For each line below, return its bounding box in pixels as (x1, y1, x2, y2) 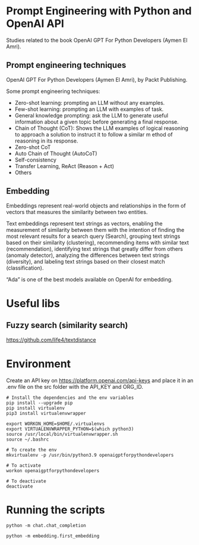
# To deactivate (6, 478, 46, 484)
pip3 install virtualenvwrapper (6, 410, 86, 416)
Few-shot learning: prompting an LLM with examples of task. (14, 106, 164, 113)
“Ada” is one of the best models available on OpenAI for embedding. (6, 275, 173, 283)
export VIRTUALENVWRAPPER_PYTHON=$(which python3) (6, 426, 134, 432)
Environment (6, 357, 71, 370)
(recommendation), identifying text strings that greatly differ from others (6, 245, 183, 252)
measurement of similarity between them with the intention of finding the (6, 226, 185, 233)
